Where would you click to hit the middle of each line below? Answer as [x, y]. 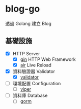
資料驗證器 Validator [34, 71]
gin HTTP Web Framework [48, 59]
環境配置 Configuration [37, 84]
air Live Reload [36, 65]
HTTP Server [26, 53]
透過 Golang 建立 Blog [29, 23]
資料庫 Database [30, 96]
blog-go [23, 9]
